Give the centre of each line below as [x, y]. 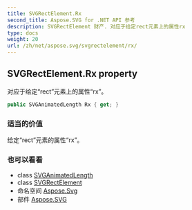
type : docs [23, 33]
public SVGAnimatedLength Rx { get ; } [63, 105]
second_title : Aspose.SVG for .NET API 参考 [71, 20]
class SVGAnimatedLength [55, 175]
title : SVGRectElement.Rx [44, 14]
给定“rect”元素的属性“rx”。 [45, 140]
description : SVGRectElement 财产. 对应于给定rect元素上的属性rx [96, 26]
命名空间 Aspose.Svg [47, 191]
